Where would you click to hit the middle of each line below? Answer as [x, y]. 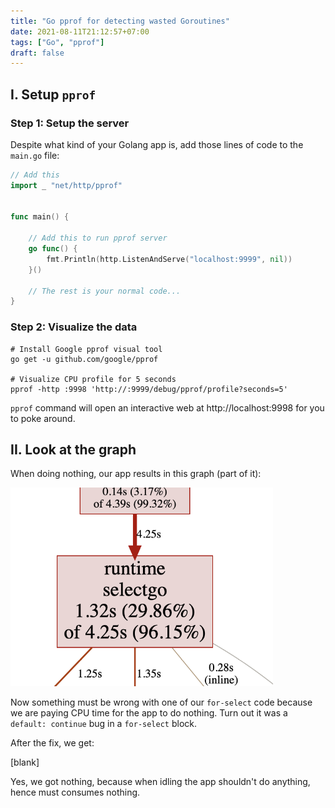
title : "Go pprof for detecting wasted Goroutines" [120, 21]
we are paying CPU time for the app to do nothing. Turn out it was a [149, 713]
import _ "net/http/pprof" [66, 185]
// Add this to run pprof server [98, 238]
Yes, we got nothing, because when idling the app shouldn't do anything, [160, 782]
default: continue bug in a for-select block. [104, 724]
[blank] [25, 762]
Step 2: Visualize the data [74, 327]
